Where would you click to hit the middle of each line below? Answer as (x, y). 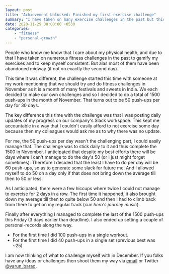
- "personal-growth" (36, 38)
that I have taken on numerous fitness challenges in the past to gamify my (82, 58)
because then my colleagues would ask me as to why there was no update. (83, 131)
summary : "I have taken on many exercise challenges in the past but (80, 19)
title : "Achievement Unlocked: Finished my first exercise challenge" (81, 15)
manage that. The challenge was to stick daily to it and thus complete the (81, 146)
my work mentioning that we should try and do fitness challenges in (75, 83)
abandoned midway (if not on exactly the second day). (62, 68)
